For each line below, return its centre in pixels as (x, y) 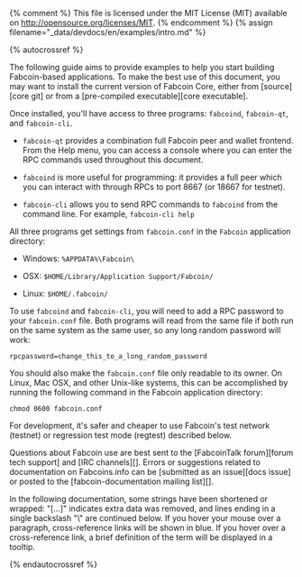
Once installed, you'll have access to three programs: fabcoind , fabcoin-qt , (149, 113)
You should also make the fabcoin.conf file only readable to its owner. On (146, 373)
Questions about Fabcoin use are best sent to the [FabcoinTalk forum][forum (151, 452)
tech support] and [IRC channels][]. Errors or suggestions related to (135, 462)
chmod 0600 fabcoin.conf (56, 409)
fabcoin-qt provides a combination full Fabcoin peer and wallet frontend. (158, 140)
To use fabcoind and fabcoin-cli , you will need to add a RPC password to (146, 311)
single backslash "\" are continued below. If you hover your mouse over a (145, 518)
